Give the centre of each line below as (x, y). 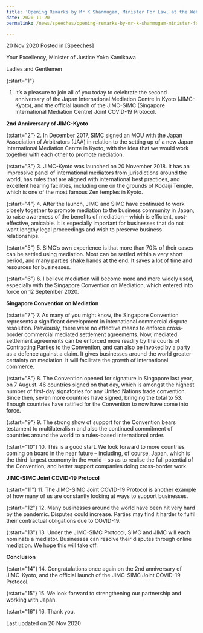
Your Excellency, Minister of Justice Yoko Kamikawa (71, 58)
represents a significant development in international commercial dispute (97, 322)
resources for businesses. (39, 267)
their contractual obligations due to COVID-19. (63, 521)
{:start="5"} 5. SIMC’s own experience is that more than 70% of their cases (100, 248)
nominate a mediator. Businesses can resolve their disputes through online (99, 539)
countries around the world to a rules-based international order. (85, 435)
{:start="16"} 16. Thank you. (41, 612)
